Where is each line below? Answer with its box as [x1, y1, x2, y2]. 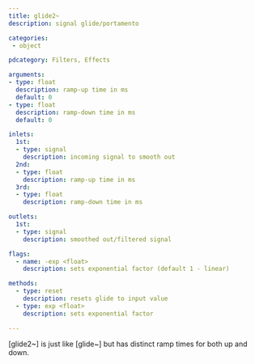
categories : [8, 34, 49, 42]
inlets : [8, 130, 35, 138]
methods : [8, 280, 38, 288]
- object [11, 41, 42, 49]
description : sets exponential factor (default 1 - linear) [23, 265, 230, 273]
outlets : [8, 213, 38, 221]
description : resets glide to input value [23, 294, 168, 303]
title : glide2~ [8, 11, 60, 20]
